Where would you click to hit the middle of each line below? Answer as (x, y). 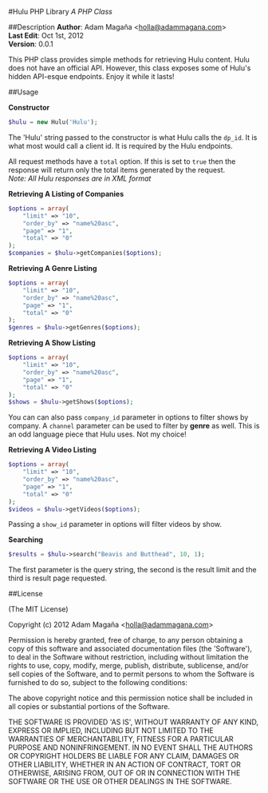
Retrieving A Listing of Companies (66, 193)
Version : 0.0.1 (31, 44)
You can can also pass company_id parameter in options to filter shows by (128, 417)
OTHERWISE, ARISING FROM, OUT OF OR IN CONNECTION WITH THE (124, 773)
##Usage (24, 92)
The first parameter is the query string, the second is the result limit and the (132, 570)
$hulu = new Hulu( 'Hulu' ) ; (53, 122)
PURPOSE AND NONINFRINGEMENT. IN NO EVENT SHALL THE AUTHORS (131, 747)
